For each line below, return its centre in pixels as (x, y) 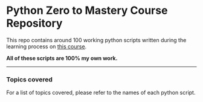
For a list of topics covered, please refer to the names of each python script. (101, 93)
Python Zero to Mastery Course (87, 11)
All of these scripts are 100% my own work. (62, 58)
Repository (34, 23)
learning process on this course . (47, 46)
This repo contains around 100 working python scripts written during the (96, 40)
